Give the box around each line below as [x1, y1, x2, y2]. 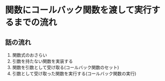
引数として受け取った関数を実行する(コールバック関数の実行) [12, 71, 136, 77]
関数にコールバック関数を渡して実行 [5, 4, 152, 16]
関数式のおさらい [12, 52, 47, 58]
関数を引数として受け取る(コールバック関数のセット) [12, 65, 119, 70]
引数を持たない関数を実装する [12, 58, 73, 64]
